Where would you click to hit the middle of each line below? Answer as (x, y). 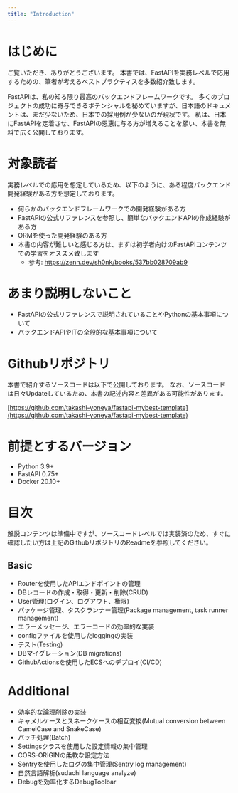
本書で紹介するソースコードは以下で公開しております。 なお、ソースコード (117, 384)
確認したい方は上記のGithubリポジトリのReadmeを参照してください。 (110, 542)
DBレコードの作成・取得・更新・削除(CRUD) (83, 592)
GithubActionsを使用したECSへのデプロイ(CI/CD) (90, 662)
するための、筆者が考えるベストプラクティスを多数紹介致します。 (103, 81)
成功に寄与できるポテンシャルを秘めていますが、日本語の (122, 105)
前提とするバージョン (69, 446)
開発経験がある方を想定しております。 (63, 194)
